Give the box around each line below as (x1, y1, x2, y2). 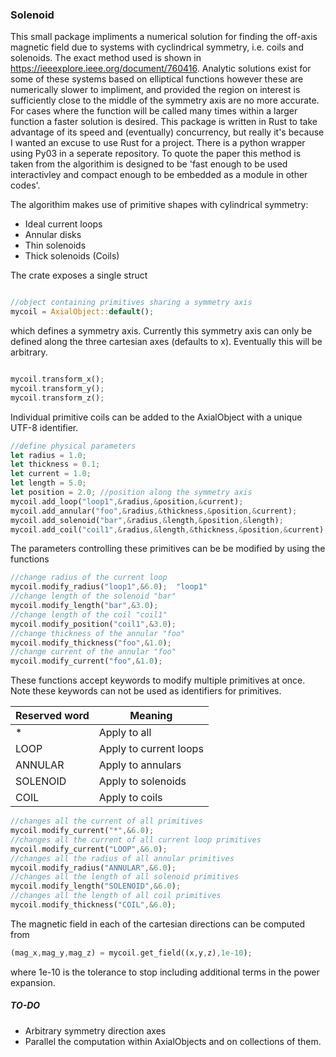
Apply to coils (98, 791, 163, 805)
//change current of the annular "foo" (10, 647, 177, 657)
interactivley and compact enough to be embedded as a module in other (10, 169, 308, 181)
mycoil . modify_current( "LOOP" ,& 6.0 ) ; (10, 844, 168, 854)
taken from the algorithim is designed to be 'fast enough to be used (10, 158, 288, 170)
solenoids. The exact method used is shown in (10, 52, 202, 64)
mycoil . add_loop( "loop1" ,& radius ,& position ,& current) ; (10, 496, 244, 507)
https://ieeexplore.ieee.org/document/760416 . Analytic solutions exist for (10, 63, 312, 75)
